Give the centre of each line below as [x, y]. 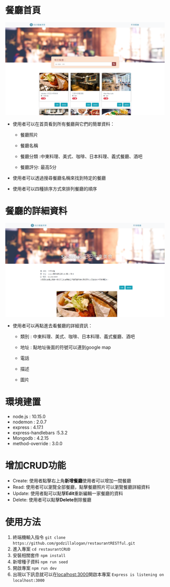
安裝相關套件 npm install [39, 555]
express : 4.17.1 [28, 427]
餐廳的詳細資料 [36, 211]
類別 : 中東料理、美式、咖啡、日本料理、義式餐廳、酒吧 [77, 336]
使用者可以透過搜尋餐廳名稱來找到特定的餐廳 [59, 178]
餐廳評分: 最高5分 [38, 167]
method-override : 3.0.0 [37, 443]
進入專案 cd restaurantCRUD [41, 549]
